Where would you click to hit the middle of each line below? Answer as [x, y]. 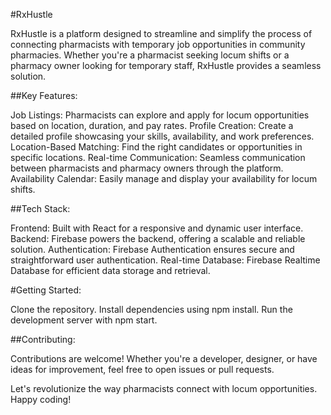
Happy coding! [41, 399]
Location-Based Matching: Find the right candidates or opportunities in [156, 147]
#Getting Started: [46, 290]
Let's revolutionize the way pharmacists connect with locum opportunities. [164, 388]
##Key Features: [44, 95]
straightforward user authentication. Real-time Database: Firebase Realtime [165, 260]
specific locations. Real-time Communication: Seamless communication [158, 157]
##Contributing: [43, 339]
